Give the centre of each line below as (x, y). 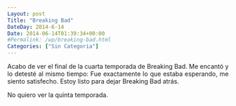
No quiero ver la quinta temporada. (58, 95)
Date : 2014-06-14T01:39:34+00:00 (56, 33)
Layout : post (26, 14)
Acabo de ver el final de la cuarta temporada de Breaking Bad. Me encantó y (118, 66)
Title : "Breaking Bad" (40, 20)
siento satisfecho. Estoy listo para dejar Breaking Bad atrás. (93, 81)
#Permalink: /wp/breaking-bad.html (59, 40)
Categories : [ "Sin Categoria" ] (53, 46)
